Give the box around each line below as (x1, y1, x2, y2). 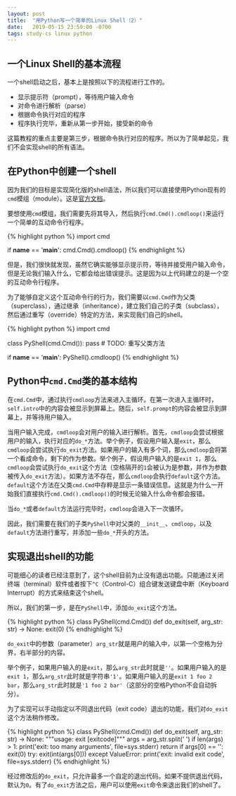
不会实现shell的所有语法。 (13, 143, 89, 151)
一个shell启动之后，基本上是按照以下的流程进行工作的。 (7, 78, 169, 87)
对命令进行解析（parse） (17, 101, 90, 110)
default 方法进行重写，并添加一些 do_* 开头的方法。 (7, 528, 153, 536)
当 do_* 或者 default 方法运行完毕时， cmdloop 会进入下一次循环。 (7, 504, 188, 512)
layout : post (7, 10, 46, 18)
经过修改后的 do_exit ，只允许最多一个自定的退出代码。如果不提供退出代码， (7, 771, 227, 780)
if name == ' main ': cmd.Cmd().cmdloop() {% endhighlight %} (7, 246, 186, 254)
